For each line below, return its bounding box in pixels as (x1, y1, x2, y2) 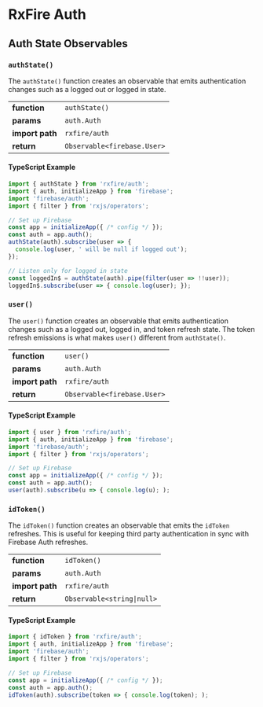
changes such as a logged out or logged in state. (8, 84, 166, 94)
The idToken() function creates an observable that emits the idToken (8, 521, 230, 530)
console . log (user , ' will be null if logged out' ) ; (15, 245, 188, 253)
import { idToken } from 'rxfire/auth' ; (8, 633, 143, 641)
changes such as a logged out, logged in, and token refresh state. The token (8, 324, 255, 333)
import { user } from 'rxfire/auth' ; (8, 428, 132, 436)
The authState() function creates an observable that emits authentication (8, 76, 247, 86)
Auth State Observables (8, 37, 128, 50)
